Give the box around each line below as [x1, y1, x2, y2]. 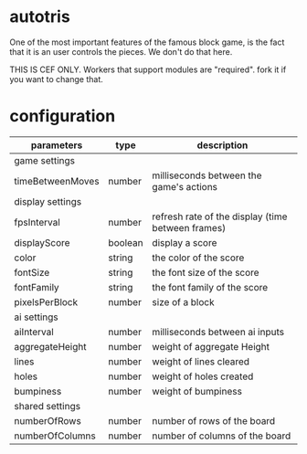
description [196, 139, 249, 152]
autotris [9, 6, 70, 27]
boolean [108, 236, 143, 248]
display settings [14, 195, 82, 207]
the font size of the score [152, 266, 259, 279]
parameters [30, 139, 83, 152]
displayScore [14, 236, 70, 248]
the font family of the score [152, 280, 269, 293]
